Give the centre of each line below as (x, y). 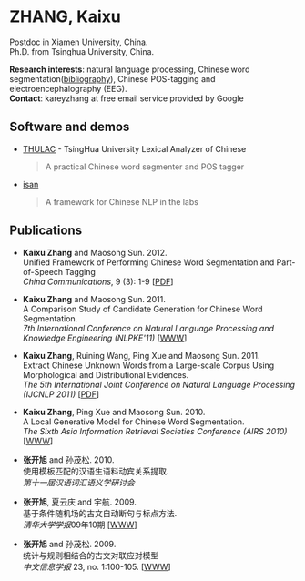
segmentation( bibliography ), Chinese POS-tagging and (112, 78)
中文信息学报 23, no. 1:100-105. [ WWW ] (97, 566)
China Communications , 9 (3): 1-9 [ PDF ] (98, 281)
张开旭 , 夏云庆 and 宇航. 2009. (79, 502)
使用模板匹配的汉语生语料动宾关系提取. (96, 471)
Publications (46, 231)
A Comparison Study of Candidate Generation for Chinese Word (142, 309)
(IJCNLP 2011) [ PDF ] (61, 394)
